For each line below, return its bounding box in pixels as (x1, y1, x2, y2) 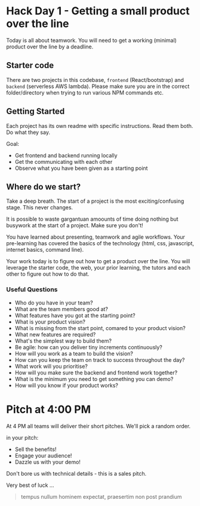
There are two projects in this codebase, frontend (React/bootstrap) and (6, 76, 184, 83)
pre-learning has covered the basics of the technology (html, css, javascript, (6, 240, 195, 247)
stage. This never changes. (6, 204, 73, 211)
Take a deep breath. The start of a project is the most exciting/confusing (6, 197, 184, 205)
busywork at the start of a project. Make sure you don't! (6, 222, 143, 229)
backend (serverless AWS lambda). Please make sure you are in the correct (6, 83, 190, 90)
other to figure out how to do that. (6, 270, 90, 278)
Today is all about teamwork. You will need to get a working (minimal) (6, 36, 177, 44)
